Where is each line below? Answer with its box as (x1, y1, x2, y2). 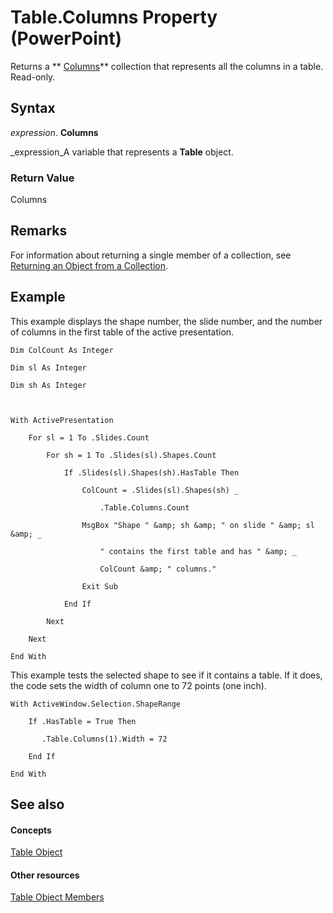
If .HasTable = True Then (28, 716, 137, 726)
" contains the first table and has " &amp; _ (99, 546, 298, 556)
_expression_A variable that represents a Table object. (10, 146, 234, 158)
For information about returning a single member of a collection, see (10, 249, 292, 261)
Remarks (10, 222, 68, 240)
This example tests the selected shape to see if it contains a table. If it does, (10, 669, 323, 681)
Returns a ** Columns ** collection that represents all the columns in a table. (10, 60, 324, 72)
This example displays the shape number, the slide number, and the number (10, 315, 323, 327)
